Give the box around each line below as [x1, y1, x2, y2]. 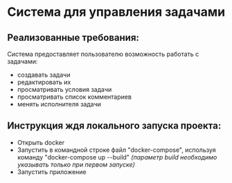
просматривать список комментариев [17, 93, 132, 101]
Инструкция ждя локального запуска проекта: [7, 120, 222, 132]
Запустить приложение [17, 167, 87, 176]
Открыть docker [17, 138, 64, 146]
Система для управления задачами [7, 4, 226, 20]
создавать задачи [17, 70, 71, 79]
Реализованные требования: [7, 32, 140, 44]
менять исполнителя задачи [17, 100, 102, 108]
